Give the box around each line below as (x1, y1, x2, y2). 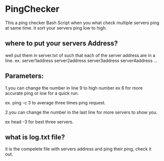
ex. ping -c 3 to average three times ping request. (5, 99, 106, 105)
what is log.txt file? (5, 133, 66, 141)
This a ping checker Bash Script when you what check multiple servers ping (5, 20, 160, 26)
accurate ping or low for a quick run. (5, 90, 79, 96)
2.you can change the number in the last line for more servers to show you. (5, 109, 158, 115)
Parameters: (5, 72, 44, 80)
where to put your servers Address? (5, 39, 118, 48)
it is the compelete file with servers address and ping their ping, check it (5, 146, 152, 152)
